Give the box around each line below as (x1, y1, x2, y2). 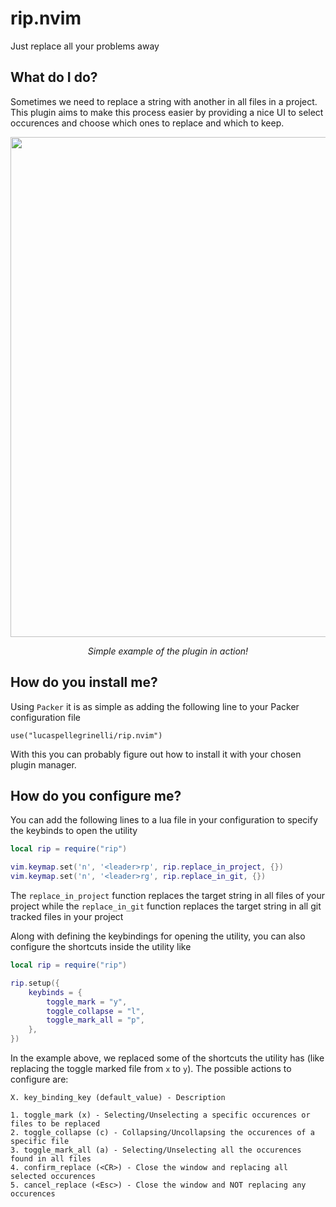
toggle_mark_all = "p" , (46, 1015, 145, 1026)
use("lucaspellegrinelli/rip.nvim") (10, 730, 163, 741)
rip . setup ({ (10, 978, 60, 988)
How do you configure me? (10, 787, 182, 804)
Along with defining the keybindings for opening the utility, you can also (10, 930, 306, 942)
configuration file (10, 711, 81, 723)
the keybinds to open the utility (10, 825, 138, 837)
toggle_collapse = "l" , (46, 1006, 145, 1016)
